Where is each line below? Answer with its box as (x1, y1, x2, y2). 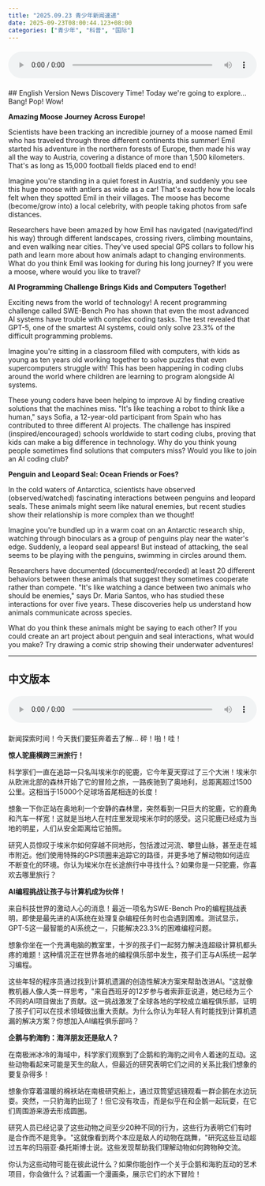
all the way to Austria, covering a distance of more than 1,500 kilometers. (8, 152, 245, 162)
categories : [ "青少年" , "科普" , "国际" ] (8, 26, 135, 34)
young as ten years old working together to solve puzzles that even (8, 355, 227, 364)
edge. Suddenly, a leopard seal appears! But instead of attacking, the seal (8, 542, 248, 552)
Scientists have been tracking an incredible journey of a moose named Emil (8, 127, 253, 137)
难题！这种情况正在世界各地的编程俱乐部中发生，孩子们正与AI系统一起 (21, 950, 250, 959)
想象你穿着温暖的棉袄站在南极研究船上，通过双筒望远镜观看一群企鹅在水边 (8, 1086, 250, 1095)
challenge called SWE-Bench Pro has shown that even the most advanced (8, 306, 249, 316)
